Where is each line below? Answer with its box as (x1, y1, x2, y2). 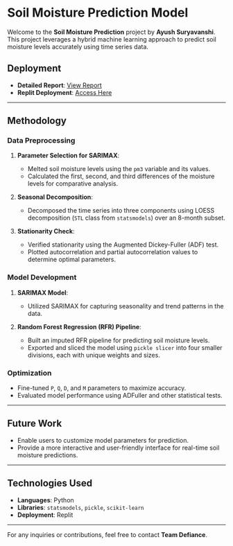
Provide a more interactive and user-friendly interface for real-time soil (17, 443, 220, 452)
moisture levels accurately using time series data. (7, 42, 149, 51)
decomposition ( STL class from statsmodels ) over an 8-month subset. (27, 213, 225, 222)
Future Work (7, 418, 62, 430)
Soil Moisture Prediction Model (7, 5, 189, 21)
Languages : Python (17, 495, 74, 504)
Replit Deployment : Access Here (17, 88, 112, 96)
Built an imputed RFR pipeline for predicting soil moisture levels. (27, 336, 210, 344)
